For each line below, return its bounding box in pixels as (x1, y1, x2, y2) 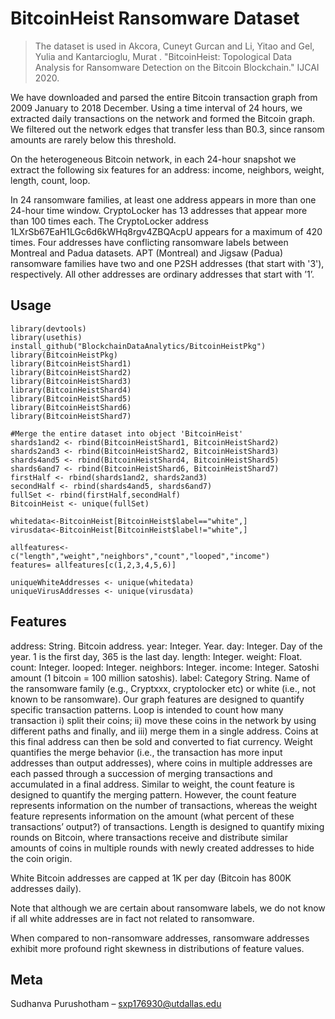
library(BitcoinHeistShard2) (10, 367, 132, 377)
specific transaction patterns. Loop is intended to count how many (10, 703, 284, 716)
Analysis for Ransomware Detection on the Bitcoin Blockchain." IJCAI (34, 61, 320, 73)
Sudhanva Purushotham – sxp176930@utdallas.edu (10, 998, 222, 1010)
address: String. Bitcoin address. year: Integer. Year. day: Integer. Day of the (10, 640, 323, 652)
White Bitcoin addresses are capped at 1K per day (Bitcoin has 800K (10, 872, 292, 884)
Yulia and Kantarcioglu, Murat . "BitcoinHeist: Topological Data (34, 50, 293, 62)
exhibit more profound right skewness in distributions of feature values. (10, 942, 305, 954)
